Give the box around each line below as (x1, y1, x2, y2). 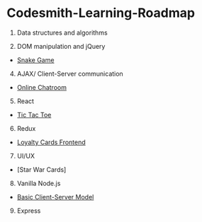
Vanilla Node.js (16, 179, 61, 187)
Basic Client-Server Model (16, 192, 94, 201)
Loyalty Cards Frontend (16, 138, 86, 146)
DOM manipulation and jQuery (16, 42, 106, 50)
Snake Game (16, 55, 55, 64)
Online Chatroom (16, 83, 67, 91)
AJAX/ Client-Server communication (16, 69, 123, 78)
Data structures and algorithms (16, 28, 108, 37)
